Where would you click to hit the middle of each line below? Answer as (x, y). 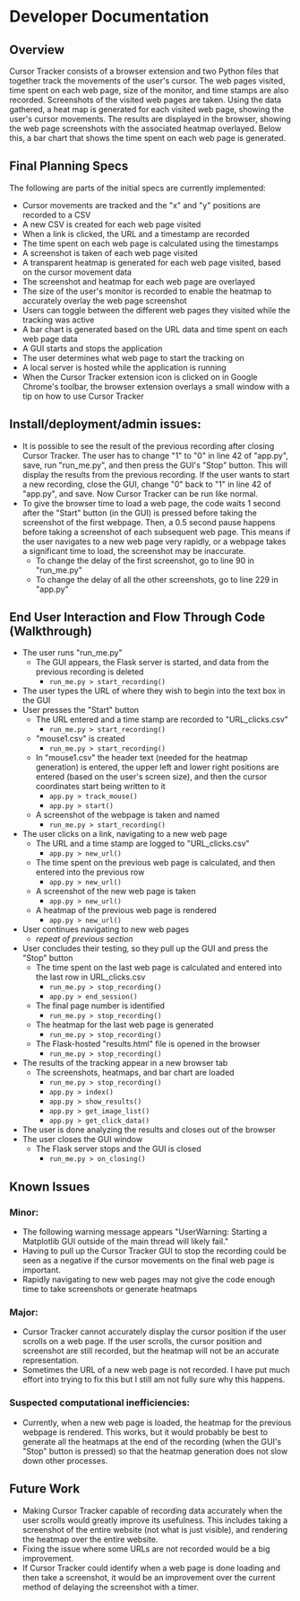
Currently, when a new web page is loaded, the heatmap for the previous (157, 1422)
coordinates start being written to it (100, 787)
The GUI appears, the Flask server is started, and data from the (152, 663)
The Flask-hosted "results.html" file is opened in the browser (148, 1044)
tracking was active (58, 320)
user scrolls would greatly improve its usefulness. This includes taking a (155, 1520)
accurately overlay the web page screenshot (104, 300)
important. (41, 1270)
